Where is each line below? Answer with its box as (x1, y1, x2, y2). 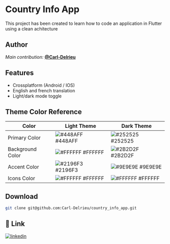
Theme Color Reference (5, 108, 82, 116)
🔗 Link (5, 220, 25, 228)
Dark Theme (121, 123, 152, 130)
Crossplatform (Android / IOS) (12, 82, 75, 88)
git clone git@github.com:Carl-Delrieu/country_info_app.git (5, 205, 137, 211)
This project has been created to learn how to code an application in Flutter (5, 20, 162, 26)
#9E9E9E (139, 163, 162, 170)
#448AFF (55, 137, 78, 145)
